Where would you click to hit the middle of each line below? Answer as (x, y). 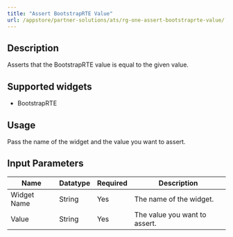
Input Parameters (45, 164)
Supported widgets (50, 86)
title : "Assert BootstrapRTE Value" (60, 14)
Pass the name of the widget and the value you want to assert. (96, 141)
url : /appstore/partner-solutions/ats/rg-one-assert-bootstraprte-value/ (116, 20)
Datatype (75, 183)
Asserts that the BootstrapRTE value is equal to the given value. (98, 65)
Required (112, 183)
